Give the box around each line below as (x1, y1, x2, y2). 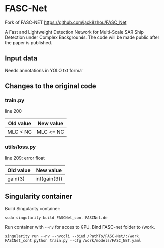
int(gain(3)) (35, 175, 63, 182)
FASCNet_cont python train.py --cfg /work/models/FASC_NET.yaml (5, 238, 141, 243)
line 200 (5, 108, 22, 114)
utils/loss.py (5, 143, 36, 150)
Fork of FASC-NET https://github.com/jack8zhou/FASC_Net (5, 19, 127, 25)
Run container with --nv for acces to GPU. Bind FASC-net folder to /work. (5, 224, 155, 230)
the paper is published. (5, 39, 52, 45)
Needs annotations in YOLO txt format (5, 67, 83, 73)
